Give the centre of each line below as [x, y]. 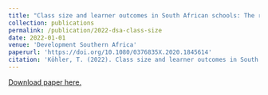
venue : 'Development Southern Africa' [73, 45]
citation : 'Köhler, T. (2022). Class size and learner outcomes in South [134, 60]
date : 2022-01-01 [37, 38]
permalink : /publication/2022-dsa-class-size [85, 30]
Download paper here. [45, 82]
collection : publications [51, 23]
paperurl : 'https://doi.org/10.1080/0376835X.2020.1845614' [110, 52]
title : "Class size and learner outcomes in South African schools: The [132, 15]
